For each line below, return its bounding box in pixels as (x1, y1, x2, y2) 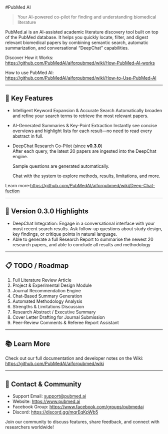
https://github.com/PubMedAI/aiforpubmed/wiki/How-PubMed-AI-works (5, 60, 155, 66)
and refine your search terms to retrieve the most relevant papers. (12, 113, 148, 119)
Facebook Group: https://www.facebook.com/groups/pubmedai (12, 404, 144, 410)
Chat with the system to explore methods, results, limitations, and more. (12, 173, 160, 179)
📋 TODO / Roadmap (5, 261, 69, 270)
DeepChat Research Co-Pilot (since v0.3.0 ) (12, 143, 102, 149)
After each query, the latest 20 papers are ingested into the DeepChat (12, 148, 156, 154)
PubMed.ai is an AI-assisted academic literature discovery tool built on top (5, 29, 158, 35)
